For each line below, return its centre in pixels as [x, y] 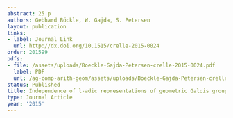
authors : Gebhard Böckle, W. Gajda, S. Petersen [79, 20]
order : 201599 [28, 53]
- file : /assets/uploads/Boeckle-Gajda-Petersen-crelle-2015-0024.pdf [111, 65]
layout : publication [37, 26]
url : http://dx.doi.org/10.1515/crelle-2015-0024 [86, 46]
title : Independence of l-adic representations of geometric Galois [108, 91]
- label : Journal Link [40, 40]
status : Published [34, 85]
